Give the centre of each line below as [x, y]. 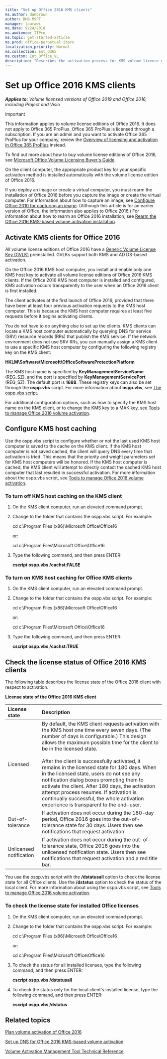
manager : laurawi [23, 24]
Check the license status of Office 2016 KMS [76, 662]
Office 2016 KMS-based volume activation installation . [61, 222]
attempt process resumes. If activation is [89, 792]
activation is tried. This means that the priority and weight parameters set [80, 456]
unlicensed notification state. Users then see [94, 852]
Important [15, 114]
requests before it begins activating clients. [49, 316]
